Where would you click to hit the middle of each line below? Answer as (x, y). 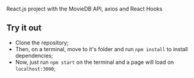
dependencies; (34, 55)
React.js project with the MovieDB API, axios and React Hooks (84, 9)
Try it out (24, 28)
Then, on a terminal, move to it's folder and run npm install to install (102, 49)
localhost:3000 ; (35, 68)
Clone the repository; (42, 43)
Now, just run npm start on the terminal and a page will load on (95, 62)
